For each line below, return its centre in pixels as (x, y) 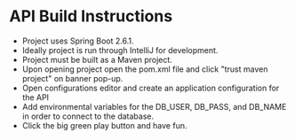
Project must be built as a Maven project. (97, 59)
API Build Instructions (91, 16)
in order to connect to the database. (88, 116)
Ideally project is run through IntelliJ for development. (120, 50)
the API (36, 97)
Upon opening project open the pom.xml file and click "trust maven (145, 69)
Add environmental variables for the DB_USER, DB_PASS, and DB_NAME (154, 106)
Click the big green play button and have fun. (104, 125)
